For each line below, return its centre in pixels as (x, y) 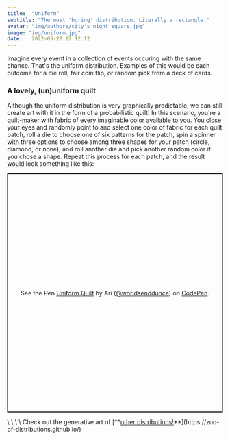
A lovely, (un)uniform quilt (52, 91)
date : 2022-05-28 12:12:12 (49, 39)
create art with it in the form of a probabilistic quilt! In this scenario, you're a (114, 113)
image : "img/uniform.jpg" (44, 33)
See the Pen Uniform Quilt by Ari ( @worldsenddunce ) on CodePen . (115, 293)
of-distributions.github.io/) (44, 430)
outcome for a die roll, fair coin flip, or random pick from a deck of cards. (110, 73)
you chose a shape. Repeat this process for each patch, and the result (106, 157)
